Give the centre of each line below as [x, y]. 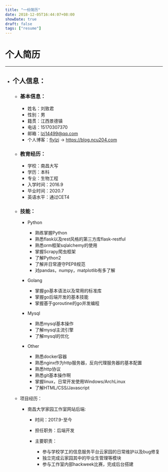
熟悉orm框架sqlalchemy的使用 [66, 246]
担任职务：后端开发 [55, 430]
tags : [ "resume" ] [23, 29]
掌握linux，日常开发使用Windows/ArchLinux [80, 382]
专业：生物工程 [43, 178]
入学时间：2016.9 [45, 185]
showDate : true [21, 19]
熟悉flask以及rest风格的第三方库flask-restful [80, 239]
